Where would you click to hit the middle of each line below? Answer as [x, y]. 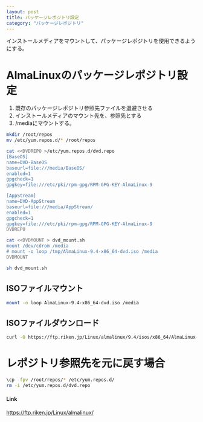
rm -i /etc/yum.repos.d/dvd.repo [48, 385]
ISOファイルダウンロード [53, 323]
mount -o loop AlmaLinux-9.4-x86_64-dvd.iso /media [72, 302]
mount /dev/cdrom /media [37, 246]
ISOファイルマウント [45, 288]
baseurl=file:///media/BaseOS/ [46, 168]
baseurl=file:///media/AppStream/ [50, 207]
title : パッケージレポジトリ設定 [43, 18]
